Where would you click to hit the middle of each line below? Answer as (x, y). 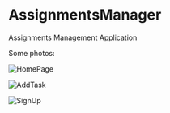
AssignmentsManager (85, 15)
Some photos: (32, 53)
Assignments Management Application (73, 37)
